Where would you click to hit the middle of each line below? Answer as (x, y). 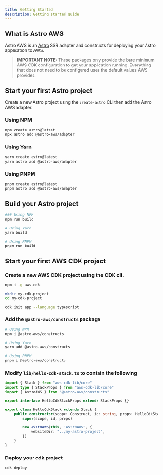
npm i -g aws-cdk (23, 285)
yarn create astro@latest (31, 157)
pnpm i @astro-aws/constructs (36, 360)
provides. (26, 75)
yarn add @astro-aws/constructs (38, 347)
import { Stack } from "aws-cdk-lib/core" (49, 383)
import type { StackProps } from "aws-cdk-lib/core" (59, 388)
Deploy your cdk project (34, 458)
